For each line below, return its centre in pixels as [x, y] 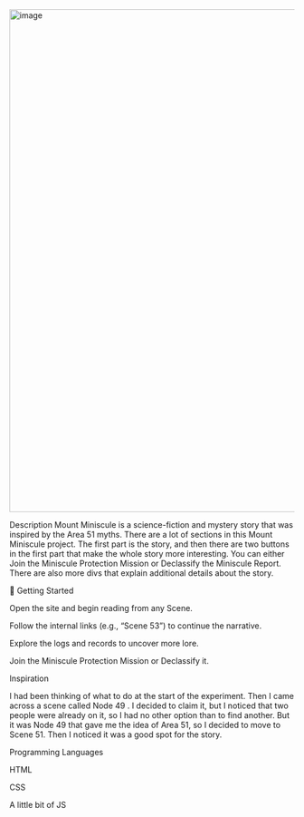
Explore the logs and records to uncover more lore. [104, 643]
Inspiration [29, 678]
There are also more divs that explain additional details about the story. [142, 573]
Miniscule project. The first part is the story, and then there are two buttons [149, 544]
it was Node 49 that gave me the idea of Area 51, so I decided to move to [145, 725]
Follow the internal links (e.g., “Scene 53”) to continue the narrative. [136, 626]
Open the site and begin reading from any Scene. [101, 608]
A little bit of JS [38, 805]
